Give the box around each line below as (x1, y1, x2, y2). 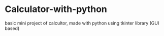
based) (5, 25, 20, 31)
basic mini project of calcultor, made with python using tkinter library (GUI (5, 20, 159, 26)
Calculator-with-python (5, 3, 108, 15)
